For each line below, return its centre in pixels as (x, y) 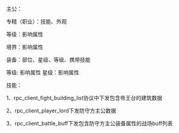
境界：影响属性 (25, 47)
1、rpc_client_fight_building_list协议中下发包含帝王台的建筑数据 (84, 98)
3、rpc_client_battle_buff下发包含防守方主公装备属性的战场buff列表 (89, 123)
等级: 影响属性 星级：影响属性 (43, 72)
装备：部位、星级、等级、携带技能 (48, 60)
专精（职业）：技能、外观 (37, 22)
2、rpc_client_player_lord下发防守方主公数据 (61, 111)
